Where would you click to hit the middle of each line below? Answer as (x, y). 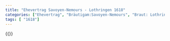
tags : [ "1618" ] (22, 19)
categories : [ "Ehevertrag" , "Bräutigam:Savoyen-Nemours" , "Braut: (77, 15)
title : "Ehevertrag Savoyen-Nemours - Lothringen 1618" (65, 10)
